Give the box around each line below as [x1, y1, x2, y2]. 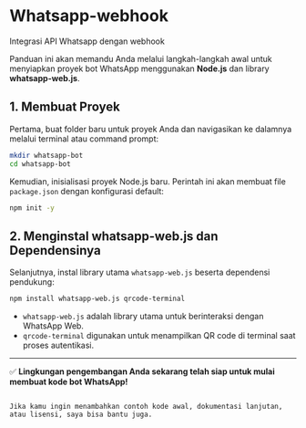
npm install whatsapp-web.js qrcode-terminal [9, 294, 185, 304]
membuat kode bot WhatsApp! [9, 376, 128, 388]
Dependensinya [9, 243, 102, 258]
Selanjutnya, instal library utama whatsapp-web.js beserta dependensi [9, 266, 270, 278]
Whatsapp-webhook [9, 5, 168, 26]
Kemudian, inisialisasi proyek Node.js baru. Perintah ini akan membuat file [9, 175, 287, 187]
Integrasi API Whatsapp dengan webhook [9, 36, 166, 47]
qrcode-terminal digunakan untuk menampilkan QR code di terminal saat [22, 330, 296, 341]
